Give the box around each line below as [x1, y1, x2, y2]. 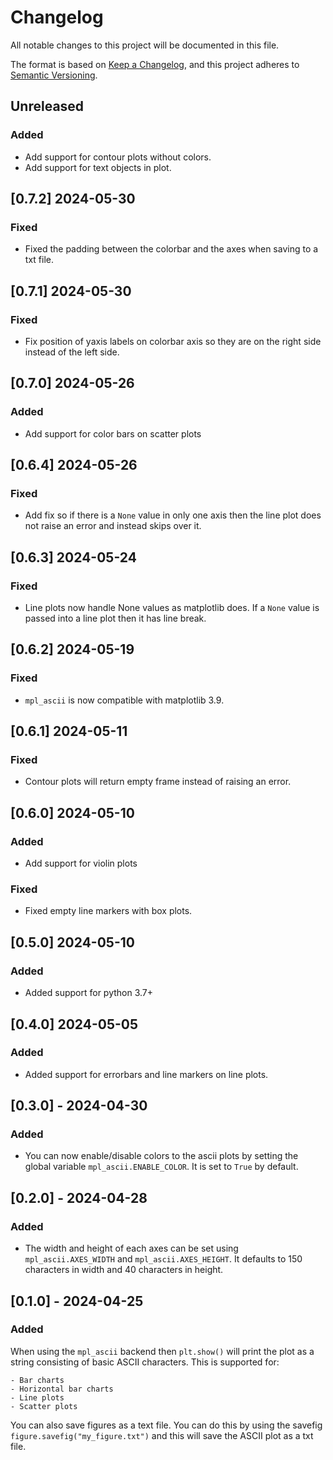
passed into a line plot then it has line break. [24, 612, 207, 625]
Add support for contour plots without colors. [24, 151, 212, 163]
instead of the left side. [24, 346, 120, 358]
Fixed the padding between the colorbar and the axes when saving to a [24, 243, 319, 255]
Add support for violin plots [24, 857, 138, 870]
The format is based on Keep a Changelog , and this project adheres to [10, 58, 300, 70]
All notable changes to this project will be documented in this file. [10, 39, 280, 51]
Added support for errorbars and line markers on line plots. [24, 1068, 269, 1080]
